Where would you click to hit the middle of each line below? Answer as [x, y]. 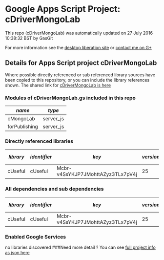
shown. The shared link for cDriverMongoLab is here [58, 85]
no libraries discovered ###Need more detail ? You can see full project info [81, 247]
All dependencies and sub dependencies [54, 189]
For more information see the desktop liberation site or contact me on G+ [79, 47]
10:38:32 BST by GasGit [29, 38]
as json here [18, 252]
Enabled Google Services [36, 237]
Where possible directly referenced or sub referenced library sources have [80, 75]
